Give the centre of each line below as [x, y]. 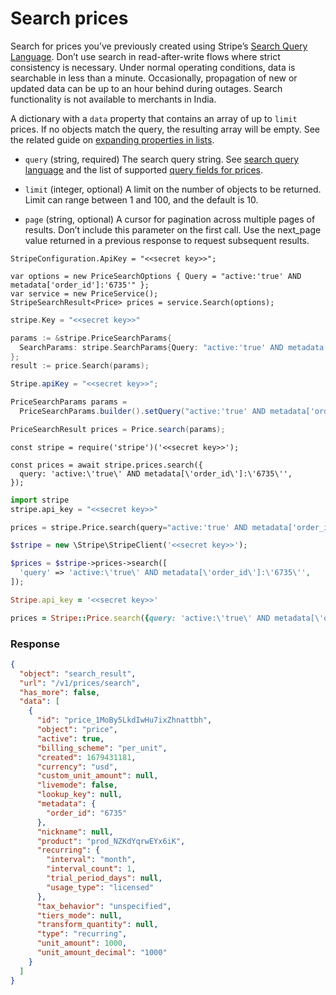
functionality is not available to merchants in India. [113, 99]
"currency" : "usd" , [77, 767]
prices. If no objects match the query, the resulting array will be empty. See [165, 129]
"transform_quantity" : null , [97, 925]
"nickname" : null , [75, 832]
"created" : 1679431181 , [86, 757]
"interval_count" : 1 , [91, 869]
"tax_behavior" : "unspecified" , [104, 906]
